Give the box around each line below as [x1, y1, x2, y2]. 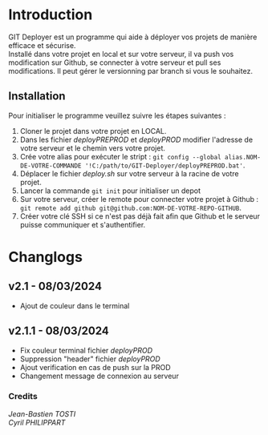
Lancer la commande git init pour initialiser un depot [19, 186, 201, 195]
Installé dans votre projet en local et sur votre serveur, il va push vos [8, 49, 234, 58]
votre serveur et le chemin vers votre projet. [19, 143, 166, 153]
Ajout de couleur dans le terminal [19, 300, 130, 310]
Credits [8, 391, 38, 402]
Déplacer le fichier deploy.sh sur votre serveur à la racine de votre [19, 168, 239, 178]
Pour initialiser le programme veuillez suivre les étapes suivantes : [8, 111, 226, 120]
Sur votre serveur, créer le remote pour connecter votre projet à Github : [19, 194, 259, 203]
